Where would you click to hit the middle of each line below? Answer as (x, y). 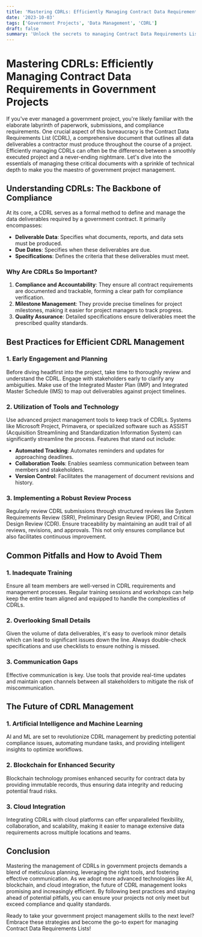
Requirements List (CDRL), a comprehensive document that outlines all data (100, 138)
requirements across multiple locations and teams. (69, 832)
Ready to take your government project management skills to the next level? (100, 915)
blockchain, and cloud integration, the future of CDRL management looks (96, 885)
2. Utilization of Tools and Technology (63, 407)
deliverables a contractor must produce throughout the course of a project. (99, 144)
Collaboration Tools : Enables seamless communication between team (102, 464)
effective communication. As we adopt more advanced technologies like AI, (100, 878)
